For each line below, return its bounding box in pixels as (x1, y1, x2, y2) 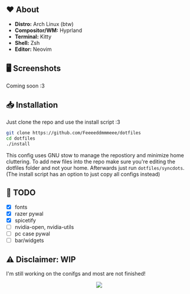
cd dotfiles (6, 135, 35, 141)
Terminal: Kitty (14, 33, 52, 40)
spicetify (14, 217, 37, 224)
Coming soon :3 (6, 82, 45, 89)
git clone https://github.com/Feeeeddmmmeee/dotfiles (6, 130, 142, 136)
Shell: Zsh (14, 39, 40, 46)
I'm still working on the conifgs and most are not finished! (6, 270, 146, 277)
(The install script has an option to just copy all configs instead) (6, 171, 160, 178)
